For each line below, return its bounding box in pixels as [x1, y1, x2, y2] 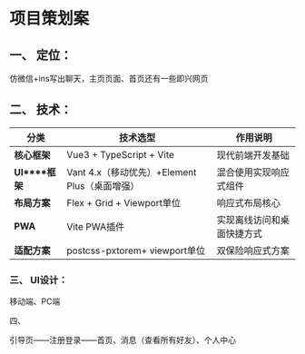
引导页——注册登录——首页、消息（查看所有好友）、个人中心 [9, 335, 236, 346]
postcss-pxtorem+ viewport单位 [66, 244, 206, 257]
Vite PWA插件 [66, 220, 125, 232]
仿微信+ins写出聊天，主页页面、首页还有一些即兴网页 [9, 74, 209, 84]
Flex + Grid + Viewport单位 [66, 196, 182, 209]
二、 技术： [9, 102, 73, 118]
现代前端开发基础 [216, 149, 290, 162]
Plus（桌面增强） [66, 179, 140, 192]
